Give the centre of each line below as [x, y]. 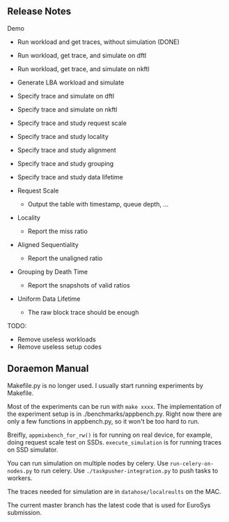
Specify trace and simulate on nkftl [67, 109]
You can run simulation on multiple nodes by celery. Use [88, 463]
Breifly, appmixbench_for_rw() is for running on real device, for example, [110, 435]
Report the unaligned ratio [65, 258]
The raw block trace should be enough [83, 312]
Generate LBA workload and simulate [71, 82]
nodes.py [20, 471]
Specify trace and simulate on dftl [66, 96]
